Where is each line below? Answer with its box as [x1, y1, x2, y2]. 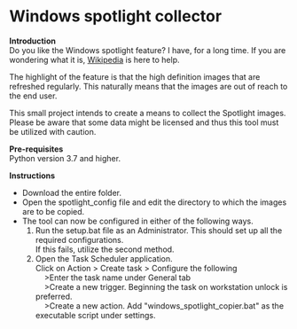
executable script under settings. [35, 309, 156, 320]
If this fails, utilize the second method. [35, 244, 175, 255]
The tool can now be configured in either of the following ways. [21, 215, 254, 226]
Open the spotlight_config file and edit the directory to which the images [21, 197, 287, 208]
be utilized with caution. [9, 126, 97, 137]
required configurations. [35, 234, 124, 245]
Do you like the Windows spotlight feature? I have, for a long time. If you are [9, 44, 286, 55]
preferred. [35, 291, 73, 302]
